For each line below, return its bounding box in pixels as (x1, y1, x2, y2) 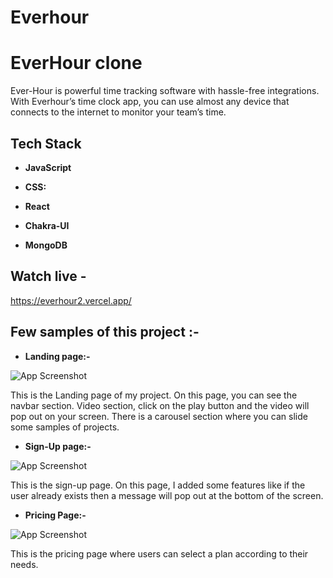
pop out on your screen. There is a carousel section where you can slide (10, 410, 308, 422)
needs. (10, 558, 39, 570)
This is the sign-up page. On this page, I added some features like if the (10, 479, 306, 491)
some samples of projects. (10, 421, 120, 433)
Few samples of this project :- (10, 324, 200, 341)
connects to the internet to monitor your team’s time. (10, 106, 227, 118)
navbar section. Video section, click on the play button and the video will (10, 399, 310, 411)
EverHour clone (10, 52, 143, 75)
